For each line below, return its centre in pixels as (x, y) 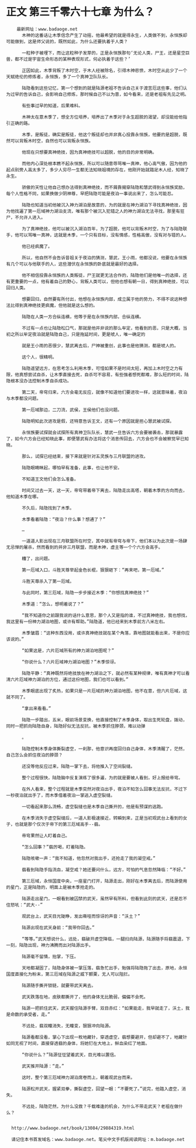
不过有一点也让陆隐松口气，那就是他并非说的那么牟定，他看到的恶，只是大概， (102, 328)
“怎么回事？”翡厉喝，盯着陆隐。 (55, 847)
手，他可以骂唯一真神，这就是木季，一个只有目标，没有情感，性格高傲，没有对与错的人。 (97, 235)
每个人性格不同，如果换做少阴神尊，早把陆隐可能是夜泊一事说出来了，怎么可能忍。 (91, 193)
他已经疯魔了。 (37, 246)
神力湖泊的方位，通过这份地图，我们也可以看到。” (78, 680)
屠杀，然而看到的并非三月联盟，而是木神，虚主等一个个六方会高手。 (93, 547)
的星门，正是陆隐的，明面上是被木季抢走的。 (52, 887)
